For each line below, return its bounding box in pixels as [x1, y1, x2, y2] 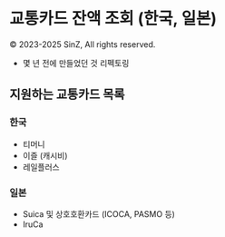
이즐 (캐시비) [22, 150, 68, 161]
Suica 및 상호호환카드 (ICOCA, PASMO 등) [22, 208, 175, 219]
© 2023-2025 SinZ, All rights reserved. [9, 38, 156, 50]
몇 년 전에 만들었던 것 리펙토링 [22, 57, 130, 68]
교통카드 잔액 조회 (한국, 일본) [9, 8, 218, 29]
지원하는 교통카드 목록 [9, 87, 125, 103]
